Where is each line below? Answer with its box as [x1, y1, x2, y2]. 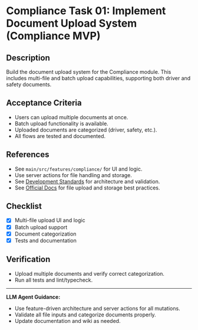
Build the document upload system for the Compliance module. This [6, 68, 171, 75]
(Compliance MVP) [6, 30, 101, 43]
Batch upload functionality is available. [14, 120, 109, 127]
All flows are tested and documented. [14, 132, 106, 139]
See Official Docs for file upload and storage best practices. [14, 184, 160, 191]
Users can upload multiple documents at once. [14, 113, 128, 120]
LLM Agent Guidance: [6, 293, 61, 300]
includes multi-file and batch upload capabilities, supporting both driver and [6, 75, 191, 81]
